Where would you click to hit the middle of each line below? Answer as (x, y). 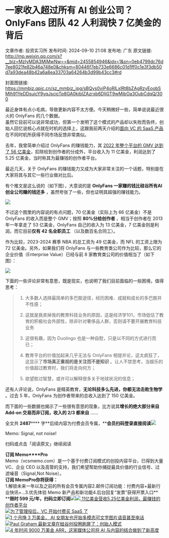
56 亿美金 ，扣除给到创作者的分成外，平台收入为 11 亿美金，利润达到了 (83, 151)
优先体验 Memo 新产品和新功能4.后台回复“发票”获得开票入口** (94, 492)
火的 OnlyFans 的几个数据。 (34, 115)
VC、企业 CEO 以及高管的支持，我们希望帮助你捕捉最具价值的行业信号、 (80, 467)
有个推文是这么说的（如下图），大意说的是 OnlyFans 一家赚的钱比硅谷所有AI (84, 186)
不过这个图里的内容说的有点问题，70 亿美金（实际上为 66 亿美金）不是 (78, 212)
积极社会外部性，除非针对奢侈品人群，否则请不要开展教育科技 (98, 321)
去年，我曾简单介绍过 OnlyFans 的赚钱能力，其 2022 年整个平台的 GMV (79, 145)
